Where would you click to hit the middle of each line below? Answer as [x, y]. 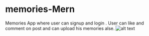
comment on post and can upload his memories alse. [60, 28]
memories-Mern [40, 9]
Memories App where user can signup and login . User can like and [75, 23]
